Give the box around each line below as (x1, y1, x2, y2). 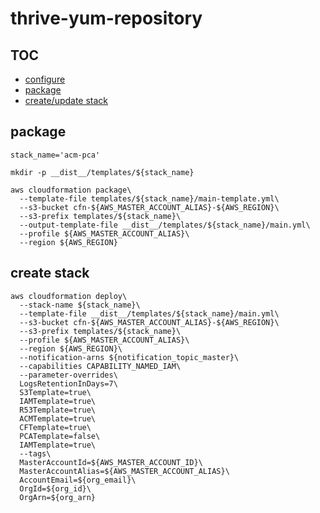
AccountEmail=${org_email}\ (19, 475, 137, 485)
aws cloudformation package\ (10, 185, 132, 195)
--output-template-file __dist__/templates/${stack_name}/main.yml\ (19, 220, 311, 230)
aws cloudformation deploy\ (10, 291, 128, 301)
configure (24, 73, 66, 85)
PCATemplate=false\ (19, 431, 101, 441)
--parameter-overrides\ (19, 370, 118, 380)
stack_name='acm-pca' (10, 150, 101, 160)
